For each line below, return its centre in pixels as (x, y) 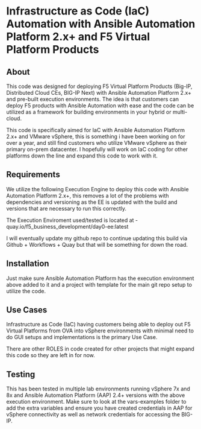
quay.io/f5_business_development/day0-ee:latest (67, 226)
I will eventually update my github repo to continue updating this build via (97, 238)
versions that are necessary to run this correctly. (66, 208)
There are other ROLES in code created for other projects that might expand (100, 349)
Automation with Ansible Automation (101, 24)
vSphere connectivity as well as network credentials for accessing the (93, 415)
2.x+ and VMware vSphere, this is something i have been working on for (96, 136)
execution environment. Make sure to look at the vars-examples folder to (96, 402)
